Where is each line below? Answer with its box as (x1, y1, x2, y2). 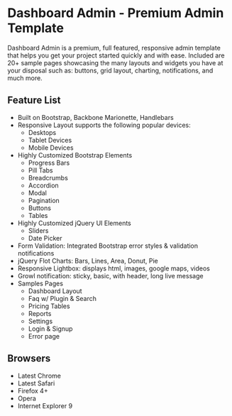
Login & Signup (28, 324, 73, 333)
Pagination (28, 196, 60, 204)
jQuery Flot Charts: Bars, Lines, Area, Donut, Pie (17, 256, 158, 265)
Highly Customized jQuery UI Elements (17, 219, 131, 227)
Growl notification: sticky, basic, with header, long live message (17, 271, 204, 280)
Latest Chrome (17, 371, 62, 380)
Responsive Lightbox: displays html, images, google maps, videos (17, 264, 211, 273)
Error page (28, 332, 60, 340)
